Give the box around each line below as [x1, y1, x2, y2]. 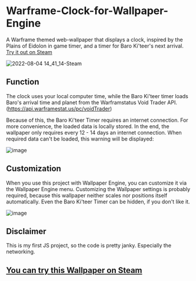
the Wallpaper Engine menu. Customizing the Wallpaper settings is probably [6, 185, 191, 192]
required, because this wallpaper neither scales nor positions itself [6, 192, 168, 199]
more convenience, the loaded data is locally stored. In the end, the [6, 122, 170, 130]
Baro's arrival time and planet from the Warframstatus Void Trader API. [6, 99, 178, 106]
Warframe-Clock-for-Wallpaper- [6, 4, 169, 18]
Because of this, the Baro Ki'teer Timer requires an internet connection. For [6, 116, 188, 123]
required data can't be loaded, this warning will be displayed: [6, 135, 154, 142]
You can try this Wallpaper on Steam [6, 265, 142, 275]
